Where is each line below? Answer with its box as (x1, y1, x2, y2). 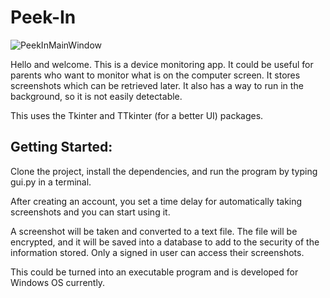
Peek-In (10, 6, 77, 29)
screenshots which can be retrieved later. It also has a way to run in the (10, 79, 304, 91)
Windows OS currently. (10, 276, 106, 288)
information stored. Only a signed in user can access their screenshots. (10, 246, 305, 258)
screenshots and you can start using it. (10, 206, 171, 218)
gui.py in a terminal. (10, 176, 92, 188)
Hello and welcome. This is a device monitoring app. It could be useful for (10, 58, 314, 70)
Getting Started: (10, 139, 113, 156)
